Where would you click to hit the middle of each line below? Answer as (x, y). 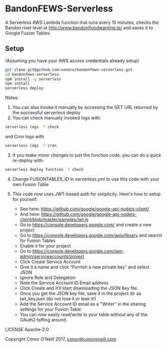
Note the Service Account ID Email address (64, 283)
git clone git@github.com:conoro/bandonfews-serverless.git (69, 70)
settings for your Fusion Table (50, 309)
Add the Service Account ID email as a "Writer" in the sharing (83, 304)
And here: (30, 214)
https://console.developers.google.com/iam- (78, 251)
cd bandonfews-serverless (32, 74)
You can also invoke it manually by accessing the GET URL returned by (85, 107)
